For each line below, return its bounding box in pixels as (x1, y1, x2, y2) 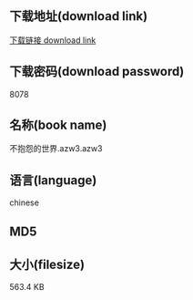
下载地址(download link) (9, 8, 148, 25)
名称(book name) (9, 118, 107, 133)
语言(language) (9, 172, 97, 188)
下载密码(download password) (9, 64, 185, 79)
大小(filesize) (9, 257, 85, 273)
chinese (9, 197, 39, 208)
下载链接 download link (9, 35, 96, 46)
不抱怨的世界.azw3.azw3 (9, 143, 103, 154)
